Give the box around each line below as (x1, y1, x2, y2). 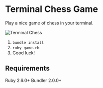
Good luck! (12, 50, 35, 56)
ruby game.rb (12, 45, 40, 50)
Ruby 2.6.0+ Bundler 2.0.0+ (5, 77, 62, 83)
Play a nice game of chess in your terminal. (5, 20, 94, 26)
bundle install (12, 40, 44, 45)
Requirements (5, 64, 50, 73)
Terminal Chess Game (5, 3, 99, 15)
